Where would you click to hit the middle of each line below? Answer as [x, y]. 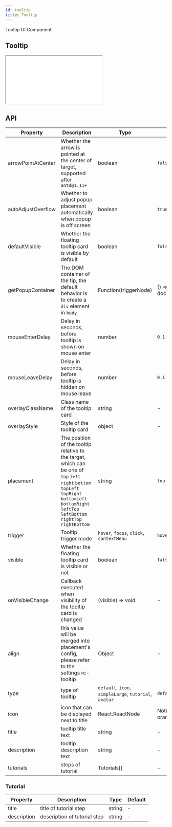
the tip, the [73, 280]
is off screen [76, 225]
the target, [73, 457]
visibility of [74, 600]
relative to [73, 451]
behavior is [74, 293]
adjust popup [77, 200]
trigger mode [76, 539]
